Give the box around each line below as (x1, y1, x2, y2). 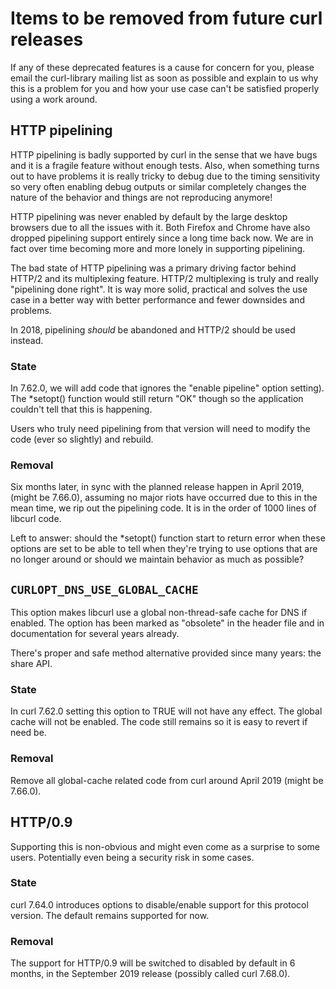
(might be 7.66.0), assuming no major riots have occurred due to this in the (10, 492, 318, 504)
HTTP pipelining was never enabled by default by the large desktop (10, 210, 288, 222)
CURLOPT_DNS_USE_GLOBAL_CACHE (10, 582, 199, 597)
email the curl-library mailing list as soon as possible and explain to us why (10, 72, 319, 84)
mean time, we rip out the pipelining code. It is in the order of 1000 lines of (10, 502, 317, 514)
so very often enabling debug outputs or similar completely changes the (10, 180, 307, 192)
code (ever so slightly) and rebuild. (10, 433, 154, 446)
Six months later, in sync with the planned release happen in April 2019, (10, 481, 305, 493)
